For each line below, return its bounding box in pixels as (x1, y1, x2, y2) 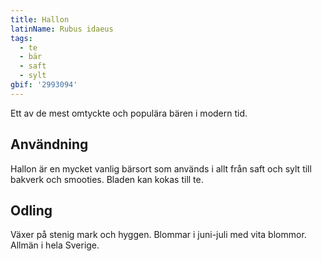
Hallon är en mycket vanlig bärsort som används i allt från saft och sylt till (10, 162, 312, 175)
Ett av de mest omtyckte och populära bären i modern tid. (10, 107, 248, 119)
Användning (10, 136, 89, 153)
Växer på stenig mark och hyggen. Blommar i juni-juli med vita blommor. (10, 229, 307, 241)
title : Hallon (10, 14, 70, 25)
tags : (10, 33, 33, 43)
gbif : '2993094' (10, 80, 78, 90)
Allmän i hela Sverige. (10, 239, 100, 251)
